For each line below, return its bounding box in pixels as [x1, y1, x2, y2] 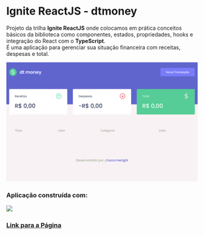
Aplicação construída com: [6, 191, 88, 200]
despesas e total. [6, 50, 50, 57]
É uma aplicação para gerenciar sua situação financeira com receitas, [6, 44, 181, 51]
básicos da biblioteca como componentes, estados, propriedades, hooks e [6, 30, 193, 38]
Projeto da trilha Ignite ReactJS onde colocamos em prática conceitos [6, 24, 182, 32]
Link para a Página [6, 220, 62, 229]
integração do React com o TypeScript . [6, 37, 106, 44]
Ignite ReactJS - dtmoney [6, 4, 138, 18]
